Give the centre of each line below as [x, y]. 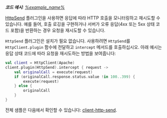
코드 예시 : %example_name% [35, 7]
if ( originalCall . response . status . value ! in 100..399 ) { [75, 77]
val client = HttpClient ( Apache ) [40, 63]
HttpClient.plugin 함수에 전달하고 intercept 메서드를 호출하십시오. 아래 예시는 [84, 47]
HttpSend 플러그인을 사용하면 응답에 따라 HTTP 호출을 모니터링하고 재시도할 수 [83, 18]
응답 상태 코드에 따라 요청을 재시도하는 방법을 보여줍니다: [60, 53]
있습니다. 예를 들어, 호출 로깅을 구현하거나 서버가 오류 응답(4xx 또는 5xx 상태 [80, 24]
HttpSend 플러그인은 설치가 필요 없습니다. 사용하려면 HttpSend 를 [68, 41]
